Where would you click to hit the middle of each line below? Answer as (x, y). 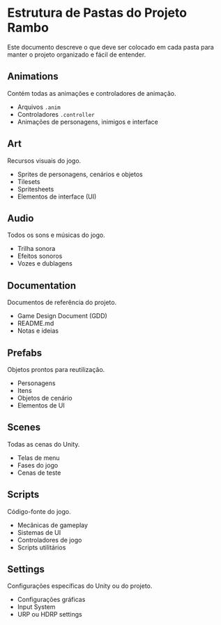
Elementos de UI (41, 405)
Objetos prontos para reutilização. (56, 369)
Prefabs (25, 353)
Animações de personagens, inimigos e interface (87, 122)
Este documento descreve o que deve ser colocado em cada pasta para (110, 47)
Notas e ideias (38, 331)
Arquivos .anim (39, 107)
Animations (33, 77)
